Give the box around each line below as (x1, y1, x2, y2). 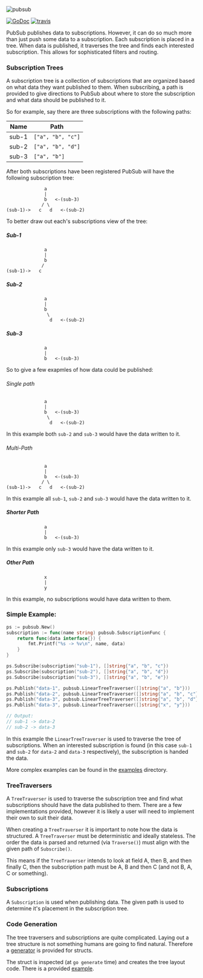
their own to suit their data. (6, 814, 74, 821)
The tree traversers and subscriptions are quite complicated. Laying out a (6, 934, 189, 941)
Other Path (6, 559, 34, 566)
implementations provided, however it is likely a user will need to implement (6, 808, 195, 815)
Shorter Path (6, 508, 39, 516)
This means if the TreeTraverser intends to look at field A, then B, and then (6, 857, 192, 864)
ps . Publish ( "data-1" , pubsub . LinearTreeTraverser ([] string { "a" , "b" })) (6, 685, 190, 691)
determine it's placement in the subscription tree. (6, 905, 129, 912)
